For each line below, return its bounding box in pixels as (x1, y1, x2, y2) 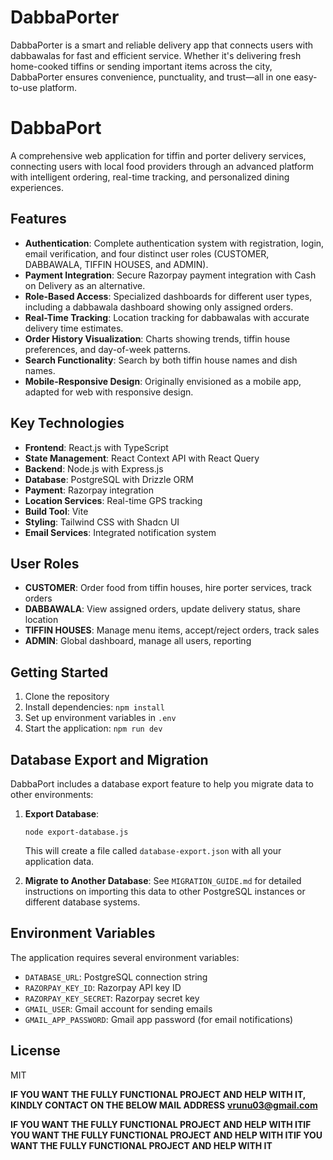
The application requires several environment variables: (10, 951, 240, 963)
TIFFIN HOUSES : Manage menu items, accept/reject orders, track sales (24, 624, 320, 636)
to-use (10, 81, 38, 93)
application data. (24, 855, 95, 867)
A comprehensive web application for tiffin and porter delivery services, (10, 149, 307, 161)
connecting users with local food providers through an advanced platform (10, 160, 314, 172)
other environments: (10, 788, 94, 800)
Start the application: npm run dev (24, 722, 163, 735)
